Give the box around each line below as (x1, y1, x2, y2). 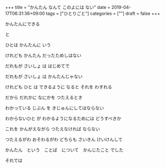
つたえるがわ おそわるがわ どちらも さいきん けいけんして (5, 136, 123, 142)
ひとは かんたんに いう (5, 42, 51, 48)
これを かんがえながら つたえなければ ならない (5, 126, 100, 132)
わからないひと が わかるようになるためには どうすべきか (5, 116, 121, 121)
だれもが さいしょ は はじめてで (5, 63, 70, 69)
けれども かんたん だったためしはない (5, 52, 82, 58)
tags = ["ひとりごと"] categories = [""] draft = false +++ (46, 10, 161, 16)
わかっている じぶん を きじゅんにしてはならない (5, 105, 104, 111)
